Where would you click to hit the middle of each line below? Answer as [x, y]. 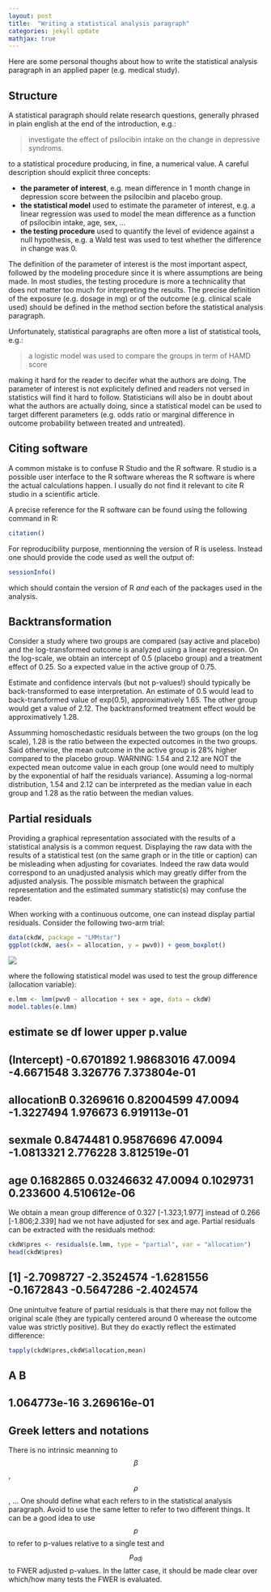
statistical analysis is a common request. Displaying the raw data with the [130, 847]
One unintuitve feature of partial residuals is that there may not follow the [130, 1309]
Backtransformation [60, 622]
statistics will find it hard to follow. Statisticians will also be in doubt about [131, 397]
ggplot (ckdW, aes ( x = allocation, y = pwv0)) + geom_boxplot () [117, 945]
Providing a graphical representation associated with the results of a [122, 838]
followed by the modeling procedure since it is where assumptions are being [135, 273]
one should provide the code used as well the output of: [102, 557]
